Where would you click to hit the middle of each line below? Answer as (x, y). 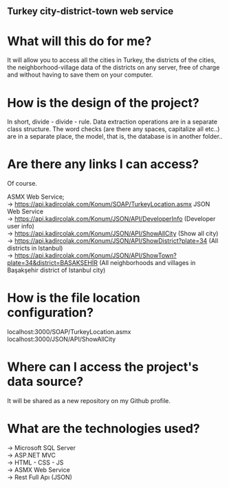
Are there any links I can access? (103, 164)
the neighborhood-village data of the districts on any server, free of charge (113, 68)
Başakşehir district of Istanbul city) (56, 270)
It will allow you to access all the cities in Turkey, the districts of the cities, (112, 60)
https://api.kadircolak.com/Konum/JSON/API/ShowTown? (96, 255)
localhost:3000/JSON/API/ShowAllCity (62, 339)
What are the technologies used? (104, 429)
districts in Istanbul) (35, 248)
